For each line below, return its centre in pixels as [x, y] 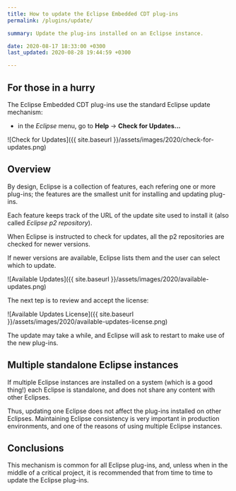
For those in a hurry [51, 88]
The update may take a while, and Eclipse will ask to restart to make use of [116, 335]
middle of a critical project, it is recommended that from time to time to [110, 473]
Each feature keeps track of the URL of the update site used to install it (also [118, 215]
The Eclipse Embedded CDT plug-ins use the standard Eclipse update [109, 104]
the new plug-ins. [33, 343]
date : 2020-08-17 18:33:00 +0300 [57, 46]
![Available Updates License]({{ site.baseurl [71, 314]
